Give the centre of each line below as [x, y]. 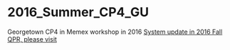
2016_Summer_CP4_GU [78, 12]
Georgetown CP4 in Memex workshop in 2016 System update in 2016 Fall [115, 32]
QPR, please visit [32, 39]
